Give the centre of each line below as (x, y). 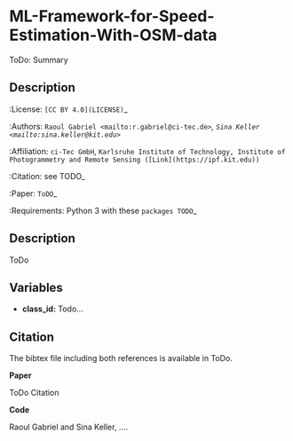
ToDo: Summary (39, 59)
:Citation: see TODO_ (48, 176)
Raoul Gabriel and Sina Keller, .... (69, 427)
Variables (36, 287)
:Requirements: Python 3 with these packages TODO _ (103, 210)
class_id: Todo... (53, 309)
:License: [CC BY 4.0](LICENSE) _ (68, 109)
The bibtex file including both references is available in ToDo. (121, 358)
